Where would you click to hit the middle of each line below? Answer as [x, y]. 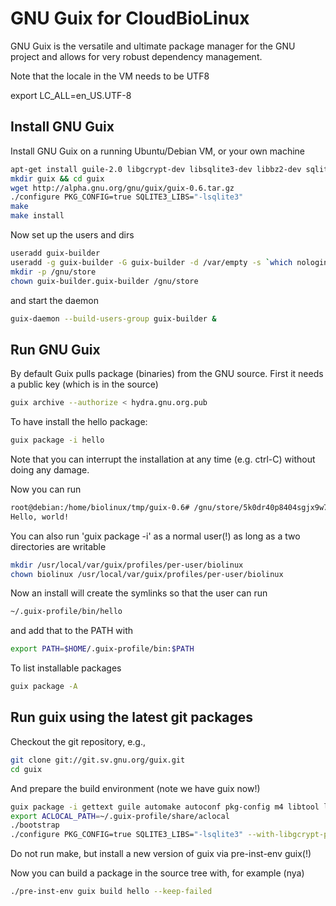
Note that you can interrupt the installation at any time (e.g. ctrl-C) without [163, 459]
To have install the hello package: [79, 422]
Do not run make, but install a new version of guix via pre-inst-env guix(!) [161, 854]
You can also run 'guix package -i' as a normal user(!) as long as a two [155, 536]
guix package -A [44, 687]
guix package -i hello [57, 440]
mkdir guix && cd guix [57, 178]
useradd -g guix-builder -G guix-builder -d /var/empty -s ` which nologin [169, 262]
